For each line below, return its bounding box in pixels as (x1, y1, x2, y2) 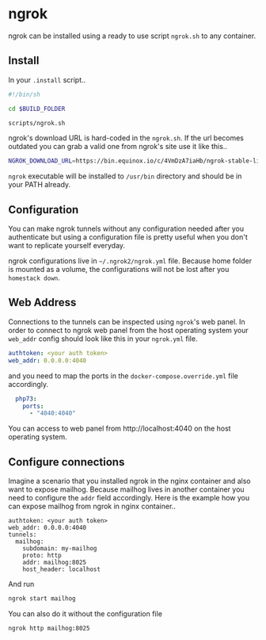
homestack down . (8, 273, 61, 282)
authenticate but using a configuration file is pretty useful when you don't (8, 232, 248, 242)
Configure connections (8, 455, 125, 469)
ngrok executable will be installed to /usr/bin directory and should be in (8, 171, 242, 181)
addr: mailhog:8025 (22, 558, 87, 567)
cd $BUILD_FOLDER (8, 105, 66, 113)
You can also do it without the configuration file (8, 608, 162, 619)
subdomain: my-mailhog (22, 545, 97, 553)
